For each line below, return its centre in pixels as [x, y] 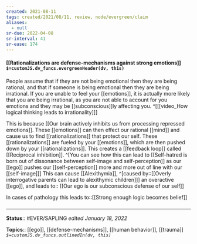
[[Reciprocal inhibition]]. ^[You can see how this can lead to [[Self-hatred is [97, 155]
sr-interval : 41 [26, 39]
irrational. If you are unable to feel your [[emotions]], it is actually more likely [98, 94]
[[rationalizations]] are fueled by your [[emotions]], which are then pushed [96, 143]
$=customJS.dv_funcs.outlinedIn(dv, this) [59, 235]
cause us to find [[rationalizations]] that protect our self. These [82, 136]
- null [19, 28]
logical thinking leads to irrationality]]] [52, 113]
